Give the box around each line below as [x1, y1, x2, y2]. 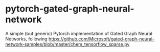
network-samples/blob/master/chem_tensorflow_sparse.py [5, 41, 130, 47]
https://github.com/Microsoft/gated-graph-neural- [48, 36, 155, 42]
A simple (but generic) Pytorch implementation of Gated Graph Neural [5, 30, 152, 36]
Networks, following [5, 36, 48, 42]
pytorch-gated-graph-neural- [5, 3, 134, 15]
